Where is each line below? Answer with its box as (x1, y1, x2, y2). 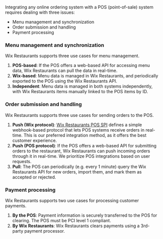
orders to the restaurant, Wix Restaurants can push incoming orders (12, 148, 150, 154)
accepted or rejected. (12, 174, 57, 180)
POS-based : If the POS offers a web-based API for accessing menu (12, 63, 150, 68)
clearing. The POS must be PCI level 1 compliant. (12, 217, 111, 223)
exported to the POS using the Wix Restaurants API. (12, 78, 117, 84)
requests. (12, 158, 32, 164)
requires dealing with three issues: (5, 9, 75, 15)
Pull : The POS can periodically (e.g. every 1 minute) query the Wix (12, 164, 146, 170)
